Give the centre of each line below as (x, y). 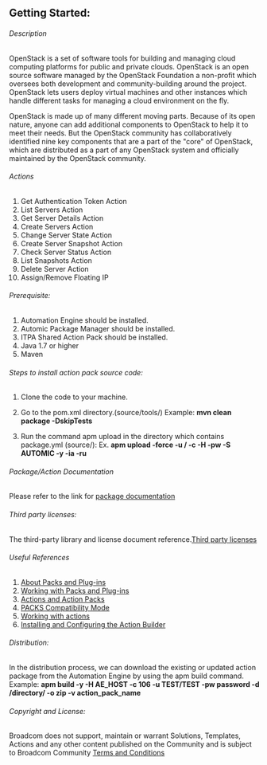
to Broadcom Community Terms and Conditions (87, 753)
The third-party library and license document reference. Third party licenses (133, 539)
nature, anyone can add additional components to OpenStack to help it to (129, 124)
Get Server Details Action (62, 218)
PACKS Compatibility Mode (65, 607)
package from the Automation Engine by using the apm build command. (127, 676)
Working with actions (55, 616)
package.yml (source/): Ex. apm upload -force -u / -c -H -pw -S (126, 445)
